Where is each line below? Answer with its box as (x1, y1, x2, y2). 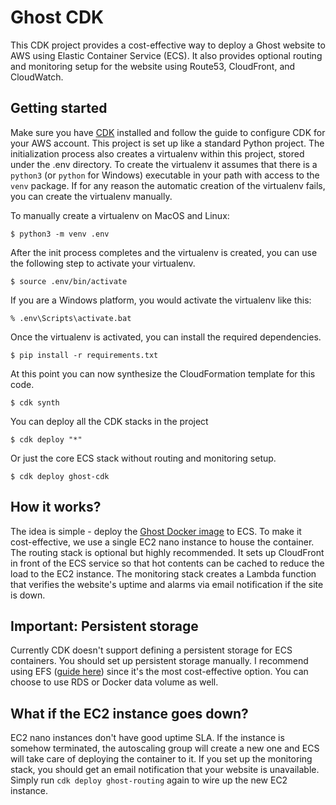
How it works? (10, 499, 102, 516)
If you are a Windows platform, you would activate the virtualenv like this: (10, 294, 312, 306)
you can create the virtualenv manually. (10, 190, 173, 202)
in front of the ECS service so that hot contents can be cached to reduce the (10, 557, 325, 569)
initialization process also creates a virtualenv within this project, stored (10, 147, 305, 160)
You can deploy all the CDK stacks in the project (10, 415, 209, 427)
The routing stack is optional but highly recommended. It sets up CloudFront (10, 546, 325, 558)
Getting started (10, 100, 108, 117)
